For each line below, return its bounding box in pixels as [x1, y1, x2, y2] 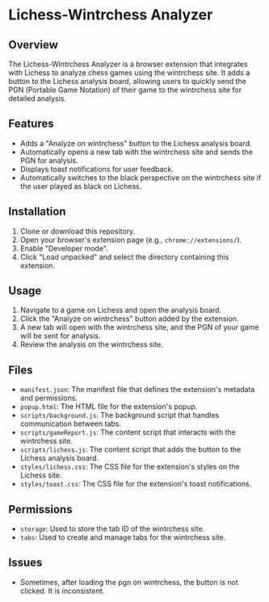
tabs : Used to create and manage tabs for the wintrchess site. [19, 533, 226, 542]
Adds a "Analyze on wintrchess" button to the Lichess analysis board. [19, 138, 252, 148]
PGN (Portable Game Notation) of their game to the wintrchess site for [8, 85, 242, 95]
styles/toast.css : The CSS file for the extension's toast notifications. [19, 479, 252, 489]
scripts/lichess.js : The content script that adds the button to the [19, 444, 242, 454]
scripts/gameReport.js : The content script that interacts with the [19, 427, 236, 437]
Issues [8, 556, 43, 570]
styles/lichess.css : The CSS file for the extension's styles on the [19, 462, 240, 472]
